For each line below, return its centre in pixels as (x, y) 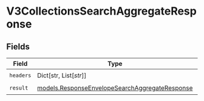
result (19, 88)
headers (20, 75)
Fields (18, 47)
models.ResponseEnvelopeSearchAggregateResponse (115, 88)
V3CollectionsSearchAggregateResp (102, 11)
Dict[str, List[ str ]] (62, 75)
